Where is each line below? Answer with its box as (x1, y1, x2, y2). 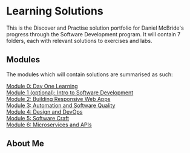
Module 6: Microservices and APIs (6, 121, 92, 128)
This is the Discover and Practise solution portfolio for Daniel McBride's (6, 24, 185, 31)
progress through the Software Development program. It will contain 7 (6, 30, 181, 37)
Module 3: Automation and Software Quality (6, 102, 116, 109)
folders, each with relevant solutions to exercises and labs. (6, 37, 152, 44)
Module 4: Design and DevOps (6, 108, 83, 116)
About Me (6, 138, 44, 149)
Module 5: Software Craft (6, 114, 70, 122)
